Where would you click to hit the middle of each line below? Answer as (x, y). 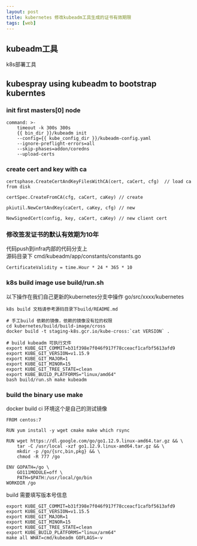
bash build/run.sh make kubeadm (46, 380)
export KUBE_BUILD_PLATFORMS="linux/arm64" (61, 533)
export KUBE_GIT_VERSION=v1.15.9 (48, 353)
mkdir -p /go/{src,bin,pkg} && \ (59, 452)
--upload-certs (36, 154)
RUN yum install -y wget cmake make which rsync (68, 431)
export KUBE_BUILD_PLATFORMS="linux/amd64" (61, 374)
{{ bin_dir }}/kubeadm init (52, 133)
